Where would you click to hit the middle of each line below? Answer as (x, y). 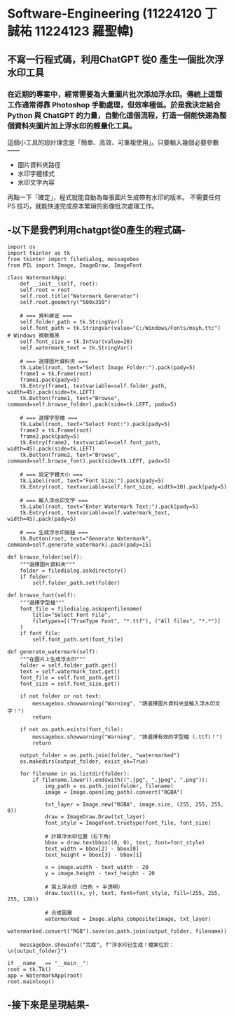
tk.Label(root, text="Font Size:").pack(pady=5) (92, 481)
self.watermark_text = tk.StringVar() (76, 347)
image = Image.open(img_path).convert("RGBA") (114, 792)
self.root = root (45, 290)
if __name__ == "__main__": (48, 963)
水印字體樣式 (36, 173)
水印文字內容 (36, 182)
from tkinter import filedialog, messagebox (73, 259)
